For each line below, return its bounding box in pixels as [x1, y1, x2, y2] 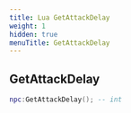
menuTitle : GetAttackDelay [9, 38, 110, 48]
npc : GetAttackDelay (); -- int [9, 95, 123, 104]
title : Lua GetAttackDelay [9, 13, 110, 22]
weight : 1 [9, 22, 47, 30]
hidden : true [9, 30, 58, 39]
